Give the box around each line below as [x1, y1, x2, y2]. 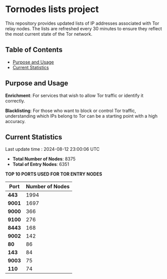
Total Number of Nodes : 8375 [12, 156, 76, 162]
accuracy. [5, 118, 26, 124]
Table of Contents [5, 45, 63, 54]
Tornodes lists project [5, 4, 99, 15]
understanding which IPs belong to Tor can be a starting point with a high [5, 113, 158, 119]
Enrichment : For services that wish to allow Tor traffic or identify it [5, 92, 144, 98]
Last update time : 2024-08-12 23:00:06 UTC [5, 146, 100, 152]
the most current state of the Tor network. [5, 31, 92, 37]
